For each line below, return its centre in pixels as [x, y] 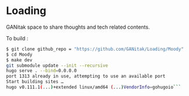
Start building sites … [35, 82]
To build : [17, 38]
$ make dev [19, 60]
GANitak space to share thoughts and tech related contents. [78, 27]
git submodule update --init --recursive [57, 66]
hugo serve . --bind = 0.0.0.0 [41, 71]
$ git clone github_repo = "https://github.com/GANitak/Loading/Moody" [95, 49]
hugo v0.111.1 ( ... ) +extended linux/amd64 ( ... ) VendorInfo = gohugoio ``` [94, 87]
